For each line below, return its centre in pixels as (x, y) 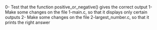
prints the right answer (28, 22)
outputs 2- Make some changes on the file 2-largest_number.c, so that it (77, 17)
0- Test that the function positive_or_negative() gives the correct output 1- (79, 7)
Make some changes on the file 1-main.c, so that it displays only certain (76, 12)
